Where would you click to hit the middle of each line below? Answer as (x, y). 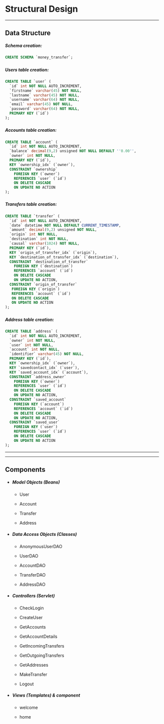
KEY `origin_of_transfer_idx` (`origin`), (53, 253)
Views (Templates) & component (46, 695)
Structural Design (41, 9)
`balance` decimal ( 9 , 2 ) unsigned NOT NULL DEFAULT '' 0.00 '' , (73, 151)
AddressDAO (32, 584)
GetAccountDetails (38, 636)
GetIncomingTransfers (42, 646)
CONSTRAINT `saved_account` (38, 400)
